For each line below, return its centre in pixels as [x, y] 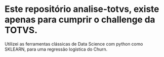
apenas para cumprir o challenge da [80, 20]
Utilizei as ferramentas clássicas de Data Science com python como [74, 44]
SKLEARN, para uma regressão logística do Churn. [56, 49]
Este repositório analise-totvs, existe [82, 9]
